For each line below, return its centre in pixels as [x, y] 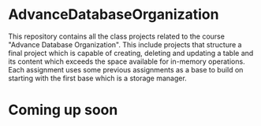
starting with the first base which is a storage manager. [97, 78]
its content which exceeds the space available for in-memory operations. [127, 61]
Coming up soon [63, 110]
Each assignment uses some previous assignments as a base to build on [126, 69]
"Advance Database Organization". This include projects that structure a [125, 44]
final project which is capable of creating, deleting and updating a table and [131, 53]
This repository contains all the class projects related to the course [116, 36]
